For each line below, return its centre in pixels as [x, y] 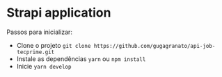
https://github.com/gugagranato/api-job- [154, 46]
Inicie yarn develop [44, 66]
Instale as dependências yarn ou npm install [81, 59]
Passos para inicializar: [39, 32]
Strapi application [59, 13]
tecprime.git [35, 52]
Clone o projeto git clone [54, 45]
